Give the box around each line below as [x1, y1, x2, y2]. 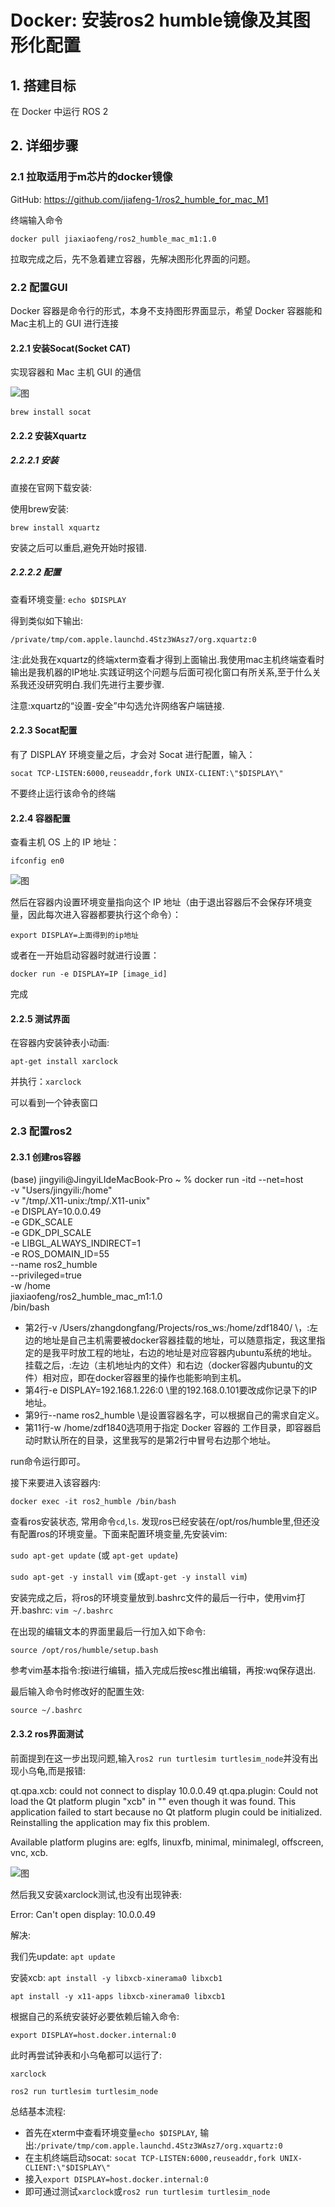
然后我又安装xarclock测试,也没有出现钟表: [10, 1888, 183, 1900]
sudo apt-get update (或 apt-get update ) [10, 1549, 179, 1561]
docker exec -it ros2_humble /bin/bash [10, 1497, 177, 1507]
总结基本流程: [10, 2105, 67, 2117]
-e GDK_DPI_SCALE [10, 1227, 92, 1239]
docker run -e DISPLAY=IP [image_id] [10, 969, 168, 980]
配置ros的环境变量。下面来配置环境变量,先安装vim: [18, 1528, 228, 1540]
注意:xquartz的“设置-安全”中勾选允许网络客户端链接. [10, 699, 225, 711]
